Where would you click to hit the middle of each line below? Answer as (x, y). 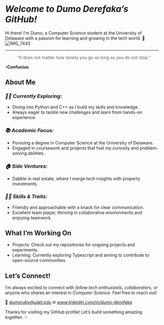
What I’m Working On (38, 233)
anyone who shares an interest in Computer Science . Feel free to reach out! (81, 293)
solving (20, 153)
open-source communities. (39, 260)
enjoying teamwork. (32, 218)
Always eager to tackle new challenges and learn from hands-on (77, 112)
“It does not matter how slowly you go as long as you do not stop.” (84, 57)
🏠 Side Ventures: (26, 166)
